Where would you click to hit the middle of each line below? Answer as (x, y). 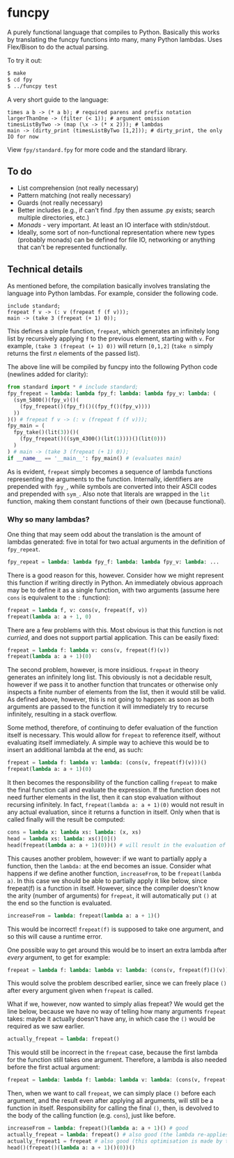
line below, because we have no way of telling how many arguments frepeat (117, 1012)
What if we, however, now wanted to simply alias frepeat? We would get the (116, 1004)
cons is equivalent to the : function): (59, 597)
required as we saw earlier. (46, 1026)
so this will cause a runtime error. (55, 936)
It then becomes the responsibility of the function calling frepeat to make (112, 783)
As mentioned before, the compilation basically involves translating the (109, 286)
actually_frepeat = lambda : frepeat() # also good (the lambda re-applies (118, 1135)
